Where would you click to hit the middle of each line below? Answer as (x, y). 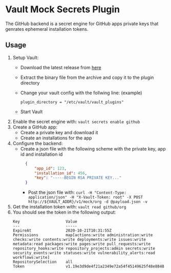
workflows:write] (31, 258)
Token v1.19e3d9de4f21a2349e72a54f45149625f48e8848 (89, 267)
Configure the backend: (38, 143)
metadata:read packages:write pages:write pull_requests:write (82, 244)
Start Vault (31, 112)
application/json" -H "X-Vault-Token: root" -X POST (85, 197)
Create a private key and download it (59, 132)
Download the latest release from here (61, 67)
